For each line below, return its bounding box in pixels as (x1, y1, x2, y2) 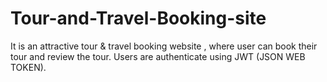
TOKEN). (10, 61, 47, 73)
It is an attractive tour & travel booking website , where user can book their (10, 40, 318, 52)
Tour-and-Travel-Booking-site (10, 7, 267, 30)
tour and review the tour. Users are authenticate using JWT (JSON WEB (10, 50, 306, 62)
